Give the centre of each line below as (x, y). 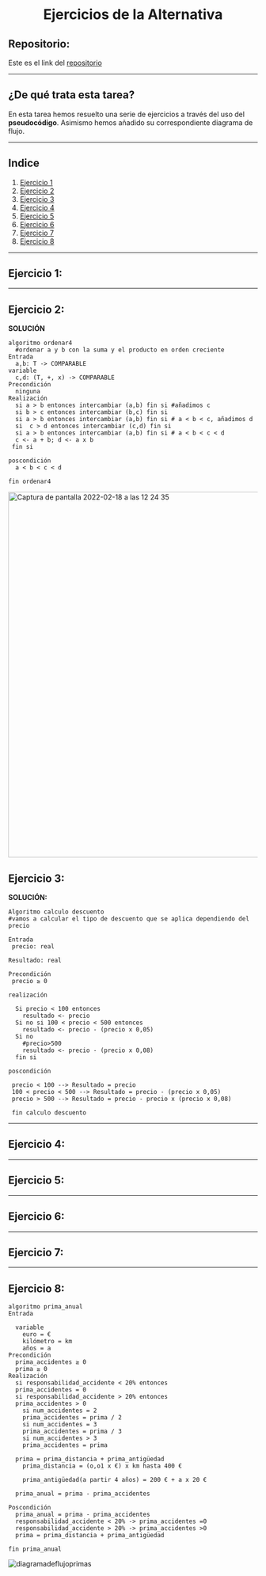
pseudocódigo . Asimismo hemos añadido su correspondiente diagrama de (131, 122)
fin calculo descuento (49, 1113)
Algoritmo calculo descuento (56, 912)
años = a (37, 1348)
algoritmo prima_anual (46, 1307)
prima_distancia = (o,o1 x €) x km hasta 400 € (102, 1466)
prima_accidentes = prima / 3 (72, 1432)
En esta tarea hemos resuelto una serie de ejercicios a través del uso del (127, 114)
